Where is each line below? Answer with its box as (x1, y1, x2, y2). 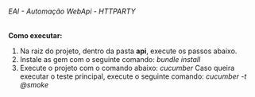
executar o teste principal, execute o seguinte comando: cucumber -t (19, 72, 247, 81)
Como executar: (8, 31, 63, 41)
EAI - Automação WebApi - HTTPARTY (8, 6, 137, 16)
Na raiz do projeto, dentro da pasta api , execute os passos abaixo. (19, 46, 238, 56)
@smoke (19, 80, 49, 90)
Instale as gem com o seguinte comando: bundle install (19, 55, 201, 64)
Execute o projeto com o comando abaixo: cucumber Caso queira (19, 64, 235, 73)
